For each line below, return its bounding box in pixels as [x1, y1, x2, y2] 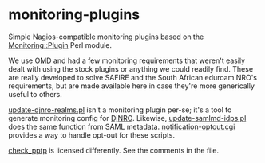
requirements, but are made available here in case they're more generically [8, 81, 255, 91]
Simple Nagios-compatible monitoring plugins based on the [8, 32, 204, 41]
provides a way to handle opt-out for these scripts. [8, 130, 176, 140]
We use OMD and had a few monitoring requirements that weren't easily [8, 56, 246, 65]
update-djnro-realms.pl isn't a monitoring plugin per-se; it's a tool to [8, 105, 232, 114]
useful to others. [8, 89, 62, 99]
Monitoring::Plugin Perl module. [8, 40, 113, 49]
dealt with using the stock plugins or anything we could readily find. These [8, 64, 254, 73]
